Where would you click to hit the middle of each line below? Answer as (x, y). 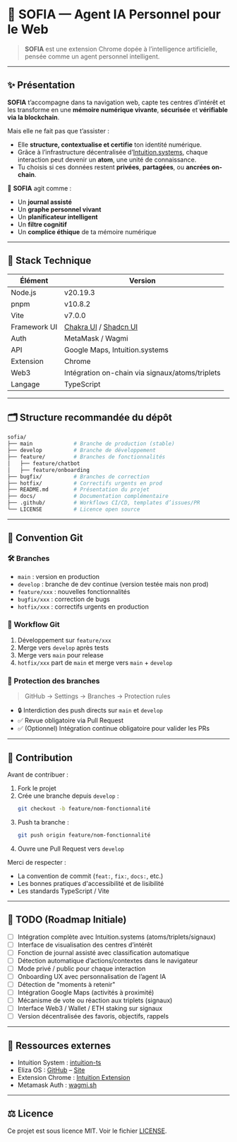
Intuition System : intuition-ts (59, 1063)
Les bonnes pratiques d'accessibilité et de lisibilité (91, 883)
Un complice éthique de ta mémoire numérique (87, 231)
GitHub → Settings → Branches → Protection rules (97, 696)
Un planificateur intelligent (57, 217)
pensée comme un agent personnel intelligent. (92, 56)
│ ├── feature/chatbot (44, 463)
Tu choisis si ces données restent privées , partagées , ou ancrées (114, 167)
